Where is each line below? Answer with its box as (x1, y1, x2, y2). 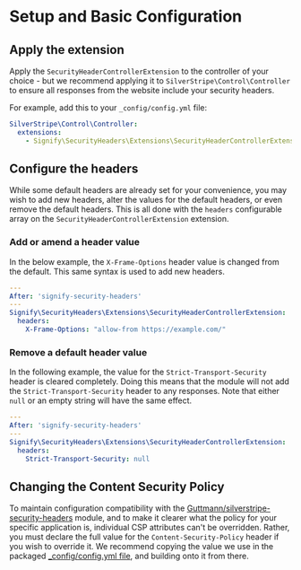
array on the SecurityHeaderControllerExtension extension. (9, 214, 229, 224)
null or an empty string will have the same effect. (9, 395, 193, 406)
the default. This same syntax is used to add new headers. (9, 266, 226, 276)
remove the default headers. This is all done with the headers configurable (9, 204, 282, 215)
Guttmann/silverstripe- (186, 503, 271, 513)
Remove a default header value (9, 346, 148, 358)
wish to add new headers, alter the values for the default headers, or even (9, 195, 283, 206)
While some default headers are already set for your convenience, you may (9, 185, 288, 196)
